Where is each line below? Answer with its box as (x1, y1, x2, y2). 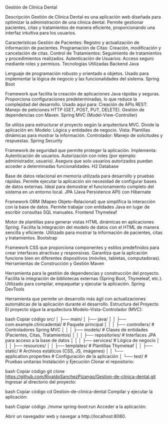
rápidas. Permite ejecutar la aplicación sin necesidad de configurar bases (5, 178, 156, 184)
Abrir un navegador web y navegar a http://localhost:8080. (5, 413, 126, 419)
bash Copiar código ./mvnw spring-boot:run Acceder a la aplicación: (5, 403, 146, 409)
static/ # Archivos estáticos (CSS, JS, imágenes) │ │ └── (5, 348, 123, 354)
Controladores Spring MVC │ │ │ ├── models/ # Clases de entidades (5, 327, 148, 332)
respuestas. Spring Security (5, 137, 62, 143)
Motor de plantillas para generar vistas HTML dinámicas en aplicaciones (5, 219, 154, 224)
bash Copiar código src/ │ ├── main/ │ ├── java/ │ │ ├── (5, 316, 126, 322)
